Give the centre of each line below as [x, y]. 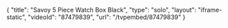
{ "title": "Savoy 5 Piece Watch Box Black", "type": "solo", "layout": [101, 10]
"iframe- [210, 10]
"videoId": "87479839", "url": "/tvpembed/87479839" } [107, 17]
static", [17, 17]
